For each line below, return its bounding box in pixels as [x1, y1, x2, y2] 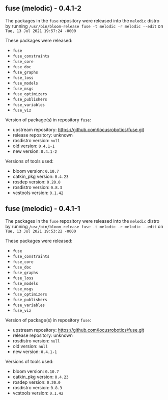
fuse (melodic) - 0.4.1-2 [5, 4, 81, 13]
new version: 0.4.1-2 [12, 148, 57, 154]
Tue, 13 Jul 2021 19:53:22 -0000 [5, 229, 76, 234]
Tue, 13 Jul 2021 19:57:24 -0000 [5, 28, 76, 34]
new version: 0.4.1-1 [12, 349, 57, 355]
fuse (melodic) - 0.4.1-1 [5, 204, 80, 213]
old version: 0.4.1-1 [12, 143, 55, 149]
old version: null [12, 343, 48, 349]
